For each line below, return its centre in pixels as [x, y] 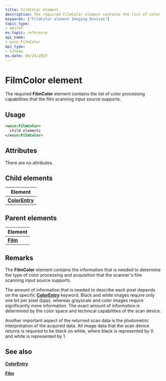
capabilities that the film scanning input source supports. [63, 99]
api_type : [15, 47]
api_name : [15, 38]
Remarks [19, 258]
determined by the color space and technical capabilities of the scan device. [83, 311]
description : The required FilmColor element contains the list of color [83, 14]
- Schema [14, 51]
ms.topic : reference [27, 33]
